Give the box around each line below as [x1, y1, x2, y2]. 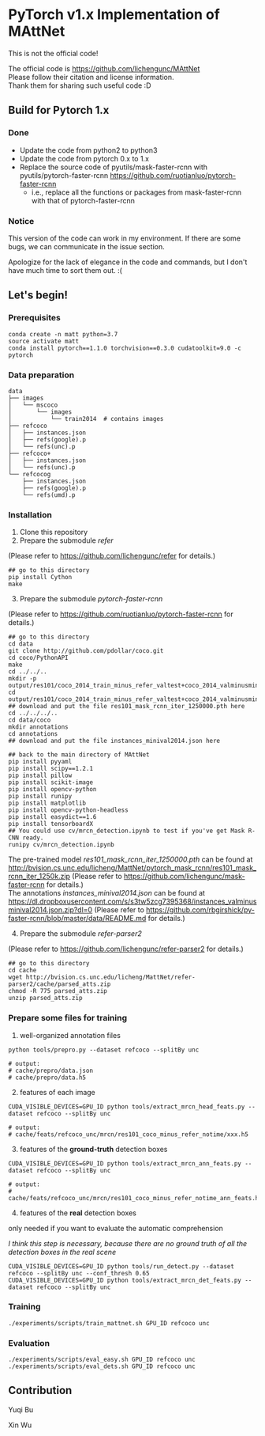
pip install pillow [8, 771, 73, 780]
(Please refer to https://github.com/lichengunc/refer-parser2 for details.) [8, 944, 244, 954]
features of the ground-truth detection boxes [19, 1144, 168, 1154]
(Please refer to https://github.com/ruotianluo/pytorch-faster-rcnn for [8, 609, 234, 619]
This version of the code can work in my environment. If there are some [8, 233, 241, 243]
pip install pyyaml [8, 758, 73, 766]
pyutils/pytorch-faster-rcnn [19, 170, 109, 180]
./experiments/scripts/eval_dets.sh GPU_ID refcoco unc [8, 1362, 196, 1370]
